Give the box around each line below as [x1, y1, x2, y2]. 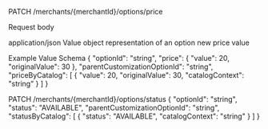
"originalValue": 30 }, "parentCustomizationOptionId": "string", [8, 62, 214, 71]
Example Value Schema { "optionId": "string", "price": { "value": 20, [8, 54, 230, 62]
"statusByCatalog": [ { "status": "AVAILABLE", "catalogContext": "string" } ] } [8, 111, 260, 121]
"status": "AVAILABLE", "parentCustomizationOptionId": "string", [8, 103, 220, 112]
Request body [8, 22, 54, 31]
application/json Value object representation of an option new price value [8, 38, 250, 47]
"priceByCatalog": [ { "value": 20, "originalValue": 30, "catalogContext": [8, 71, 245, 79]
